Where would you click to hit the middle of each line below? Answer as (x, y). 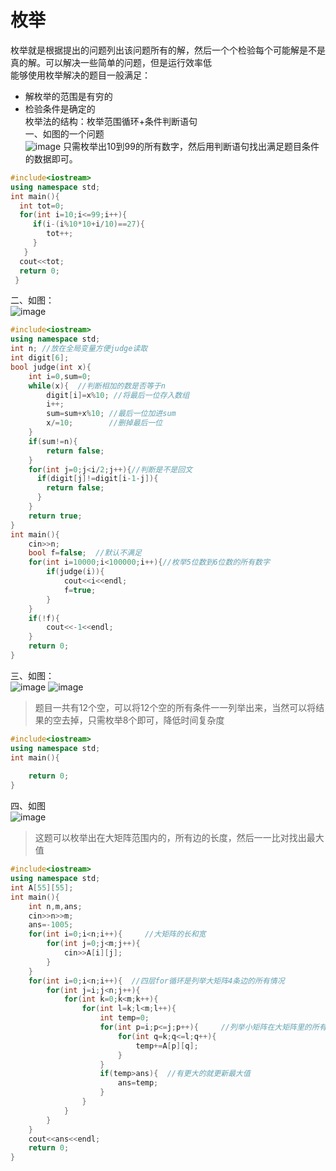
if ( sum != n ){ (53, 441)
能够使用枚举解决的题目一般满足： (80, 75)
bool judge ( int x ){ (51, 367)
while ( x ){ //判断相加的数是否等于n (97, 386)
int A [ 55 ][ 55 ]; (42, 887)
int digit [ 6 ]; (40, 358)
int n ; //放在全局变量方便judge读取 (79, 349)
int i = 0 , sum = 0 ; (60, 376)
